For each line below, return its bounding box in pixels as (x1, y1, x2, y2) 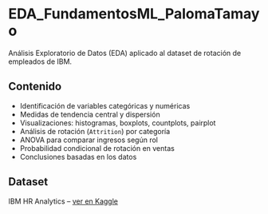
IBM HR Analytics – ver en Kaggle (8, 196, 118, 206)
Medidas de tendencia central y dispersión (19, 109, 161, 119)
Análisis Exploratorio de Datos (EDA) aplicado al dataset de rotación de (8, 48, 242, 57)
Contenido (8, 80, 62, 93)
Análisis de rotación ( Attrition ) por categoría (19, 126, 171, 136)
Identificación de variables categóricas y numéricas (19, 101, 191, 110)
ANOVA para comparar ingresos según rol (19, 135, 158, 145)
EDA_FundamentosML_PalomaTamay (8, 5, 260, 23)
